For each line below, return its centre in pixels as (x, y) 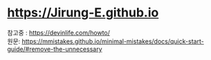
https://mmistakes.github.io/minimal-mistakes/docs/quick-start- (113, 41)
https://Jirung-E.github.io (83, 13)
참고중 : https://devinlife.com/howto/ (59, 32)
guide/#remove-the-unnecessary (55, 49)
